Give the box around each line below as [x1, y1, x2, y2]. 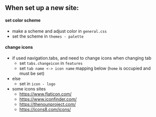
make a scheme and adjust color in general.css [12, 28, 107, 34]
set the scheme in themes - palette [12, 33, 84, 39]
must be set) [19, 70, 45, 76]
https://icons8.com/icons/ [19, 106, 71, 112]
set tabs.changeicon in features [19, 60, 83, 66]
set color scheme [5, 17, 41, 23]
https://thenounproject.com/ [19, 101, 76, 107]
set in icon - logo [19, 81, 56, 87]
